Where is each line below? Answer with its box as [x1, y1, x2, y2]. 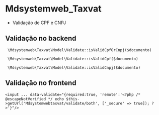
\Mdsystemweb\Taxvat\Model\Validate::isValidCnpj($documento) [7, 65, 141, 70]
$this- [66, 96, 80, 101]
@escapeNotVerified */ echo [5, 96, 64, 101]
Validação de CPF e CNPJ [12, 20, 66, 26]
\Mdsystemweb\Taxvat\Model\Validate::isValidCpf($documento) [7, 56, 138, 61]
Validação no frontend [5, 79, 76, 87]
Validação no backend [5, 34, 76, 43]
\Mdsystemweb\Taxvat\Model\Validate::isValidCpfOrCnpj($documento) [7, 47, 152, 53]
